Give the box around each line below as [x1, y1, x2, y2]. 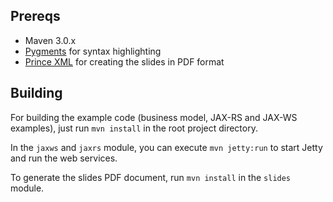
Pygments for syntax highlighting [24, 45, 162, 57]
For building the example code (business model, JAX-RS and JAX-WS [10, 111, 298, 123]
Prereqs [10, 8, 61, 25]
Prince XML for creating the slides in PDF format [24, 55, 225, 68]
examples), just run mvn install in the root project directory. [10, 122, 258, 134]
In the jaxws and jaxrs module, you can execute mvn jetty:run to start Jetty [10, 141, 323, 153]
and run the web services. [10, 152, 118, 164]
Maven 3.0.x [24, 34, 77, 46]
